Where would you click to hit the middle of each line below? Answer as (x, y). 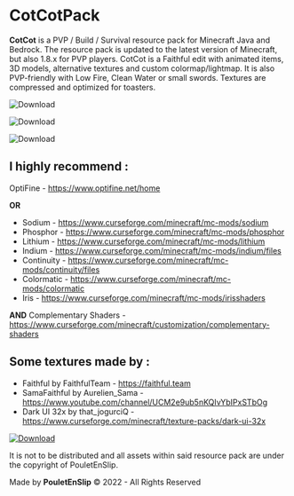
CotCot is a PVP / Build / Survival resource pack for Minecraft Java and (140, 40)
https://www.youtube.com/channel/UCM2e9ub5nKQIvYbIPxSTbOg (145, 402)
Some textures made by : (79, 362)
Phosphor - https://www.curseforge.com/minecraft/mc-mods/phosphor (153, 232)
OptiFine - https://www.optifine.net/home (85, 188)
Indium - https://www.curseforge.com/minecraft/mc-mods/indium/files (151, 250)
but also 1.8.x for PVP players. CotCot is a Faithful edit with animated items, (147, 59)
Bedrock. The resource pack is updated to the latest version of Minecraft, (143, 49)
